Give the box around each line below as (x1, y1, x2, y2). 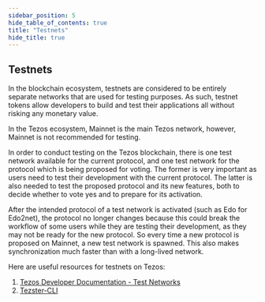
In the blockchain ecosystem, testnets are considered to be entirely (8, 84, 227, 93)
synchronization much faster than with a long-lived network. (8, 247, 204, 256)
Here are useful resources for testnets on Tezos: (8, 262, 166, 272)
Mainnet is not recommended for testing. (8, 132, 141, 142)
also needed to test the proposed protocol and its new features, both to (8, 181, 240, 191)
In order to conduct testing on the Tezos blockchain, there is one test (8, 147, 233, 158)
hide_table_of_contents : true (8, 19, 108, 27)
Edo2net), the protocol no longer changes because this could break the (8, 214, 241, 223)
